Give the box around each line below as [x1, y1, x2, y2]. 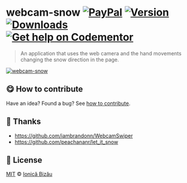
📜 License [6, 155, 43, 165]
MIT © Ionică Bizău [6, 171, 53, 178]
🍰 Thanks [6, 117, 41, 126]
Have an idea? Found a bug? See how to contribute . [6, 100, 130, 107]
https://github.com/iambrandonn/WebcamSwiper [14, 132, 133, 139]
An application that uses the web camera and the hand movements [20, 50, 182, 57]
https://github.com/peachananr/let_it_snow [14, 138, 119, 145]
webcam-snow [6, 6, 81, 19]
